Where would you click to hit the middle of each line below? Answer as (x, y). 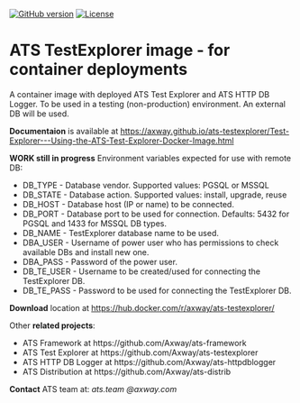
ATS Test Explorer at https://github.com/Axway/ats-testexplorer (140, 353)
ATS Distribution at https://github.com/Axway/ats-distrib (127, 371)
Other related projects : (53, 325)
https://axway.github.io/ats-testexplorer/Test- (205, 131)
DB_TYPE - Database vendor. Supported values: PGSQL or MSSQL (146, 185)
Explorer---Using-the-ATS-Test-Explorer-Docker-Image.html (122, 141)
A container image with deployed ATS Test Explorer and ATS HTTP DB (140, 94)
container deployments (98, 70)
